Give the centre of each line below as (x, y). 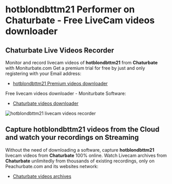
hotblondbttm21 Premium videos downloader (60, 84)
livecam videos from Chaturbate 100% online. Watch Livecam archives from (86, 155)
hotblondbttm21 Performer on (70, 10)
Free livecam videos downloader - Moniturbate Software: (66, 93)
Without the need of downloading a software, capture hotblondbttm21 (80, 150)
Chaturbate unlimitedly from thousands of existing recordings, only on (80, 161)
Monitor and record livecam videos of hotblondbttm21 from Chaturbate (82, 62)
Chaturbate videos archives (42, 176)
